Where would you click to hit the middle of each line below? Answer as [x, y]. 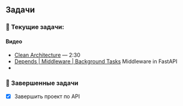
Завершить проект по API [47, 96]
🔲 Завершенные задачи [42, 83]
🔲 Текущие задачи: [35, 27]
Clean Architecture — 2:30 [47, 55]
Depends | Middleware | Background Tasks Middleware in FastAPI [96, 61]
